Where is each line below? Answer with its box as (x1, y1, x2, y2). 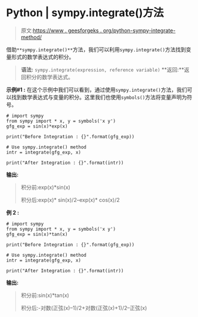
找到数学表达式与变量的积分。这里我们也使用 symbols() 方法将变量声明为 (11, 94, 187, 101)
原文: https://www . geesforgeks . (20, 27, 102, 34)
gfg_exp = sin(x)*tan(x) (6, 231, 68, 237)
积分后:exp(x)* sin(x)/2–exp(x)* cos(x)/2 (20, 196, 120, 203)
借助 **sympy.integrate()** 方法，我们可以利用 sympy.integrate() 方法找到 (6, 46, 187, 53)
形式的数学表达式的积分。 (11, 53, 75, 60)
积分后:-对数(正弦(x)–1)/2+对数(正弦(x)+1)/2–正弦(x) (20, 304, 147, 311)
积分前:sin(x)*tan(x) (20, 291, 70, 299)
